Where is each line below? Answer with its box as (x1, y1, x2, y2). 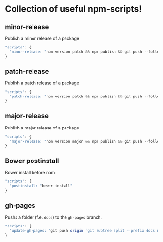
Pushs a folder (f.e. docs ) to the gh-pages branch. (5, 214, 102, 220)
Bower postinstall (5, 157, 59, 165)
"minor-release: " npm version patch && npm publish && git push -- (9, 49, 149, 54)
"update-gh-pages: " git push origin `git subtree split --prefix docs (9, 228, 155, 233)
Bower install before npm (5, 170, 55, 176)
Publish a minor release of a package (5, 35, 79, 41)
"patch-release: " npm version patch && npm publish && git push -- (9, 94, 149, 99)
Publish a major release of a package (5, 125, 79, 130)
